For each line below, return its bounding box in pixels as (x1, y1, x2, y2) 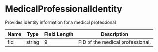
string (26, 39, 40, 45)
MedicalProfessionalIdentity (5, 3, 123, 14)
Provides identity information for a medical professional (5, 19, 116, 25)
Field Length (44, 30, 74, 37)
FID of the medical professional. (78, 39, 151, 45)
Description (100, 30, 129, 37)
